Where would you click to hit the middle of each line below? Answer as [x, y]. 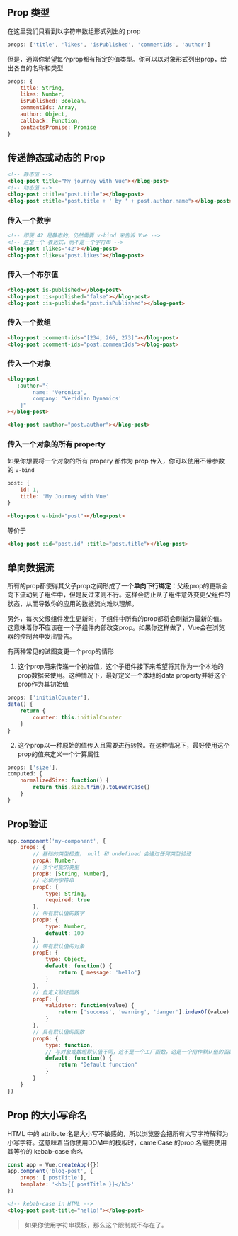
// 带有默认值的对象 [59, 946]
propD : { [46, 920]
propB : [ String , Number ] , [71, 874]
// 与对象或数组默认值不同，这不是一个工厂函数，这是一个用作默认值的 [134, 1052]
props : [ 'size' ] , [33, 768]
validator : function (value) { [90, 1006]
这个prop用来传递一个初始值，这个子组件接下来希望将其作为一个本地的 [121, 667]
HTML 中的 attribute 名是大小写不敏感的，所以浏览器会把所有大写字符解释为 [118, 1133]
